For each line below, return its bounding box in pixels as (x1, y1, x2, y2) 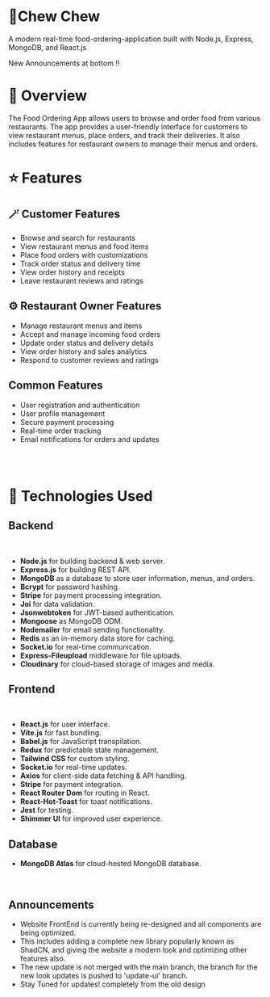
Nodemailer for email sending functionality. (19, 625, 165, 634)
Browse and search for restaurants (19, 233, 135, 242)
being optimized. (19, 928, 77, 937)
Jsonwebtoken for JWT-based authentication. (19, 608, 175, 617)
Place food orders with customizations (19, 250, 148, 259)
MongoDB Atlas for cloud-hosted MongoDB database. (19, 859, 201, 869)
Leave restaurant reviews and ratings (19, 276, 143, 285)
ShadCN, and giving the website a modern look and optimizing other (19, 944, 247, 954)
